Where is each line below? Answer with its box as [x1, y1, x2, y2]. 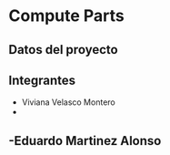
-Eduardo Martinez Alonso [8, 133, 162, 149]
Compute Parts [8, 5, 125, 26]
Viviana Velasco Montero [21, 97, 115, 108]
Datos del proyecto [8, 42, 119, 57]
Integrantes [8, 72, 76, 88]
